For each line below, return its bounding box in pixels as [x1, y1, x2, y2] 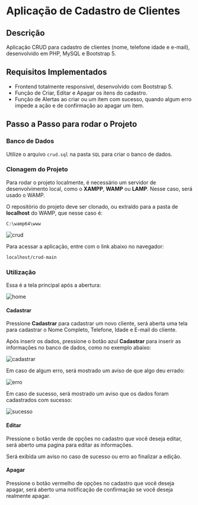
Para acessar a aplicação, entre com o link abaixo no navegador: [6, 243, 164, 250]
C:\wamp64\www [6, 221, 41, 227]
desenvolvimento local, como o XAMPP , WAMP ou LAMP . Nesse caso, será [6, 185, 193, 192]
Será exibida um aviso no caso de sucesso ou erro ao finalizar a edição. [6, 453, 182, 460]
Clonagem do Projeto [6, 165, 68, 174]
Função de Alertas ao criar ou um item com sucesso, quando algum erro [14, 95, 191, 102]
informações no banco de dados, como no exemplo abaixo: [6, 344, 151, 352]
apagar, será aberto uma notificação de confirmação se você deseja [6, 486, 173, 493]
